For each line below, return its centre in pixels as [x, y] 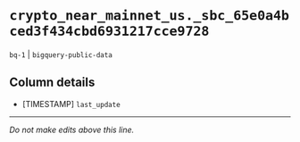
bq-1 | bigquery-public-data [61, 54]
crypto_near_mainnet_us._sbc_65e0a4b [150, 16]
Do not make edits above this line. [72, 129]
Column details [52, 83]
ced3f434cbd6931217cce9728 [109, 32]
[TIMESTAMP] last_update [71, 104]
